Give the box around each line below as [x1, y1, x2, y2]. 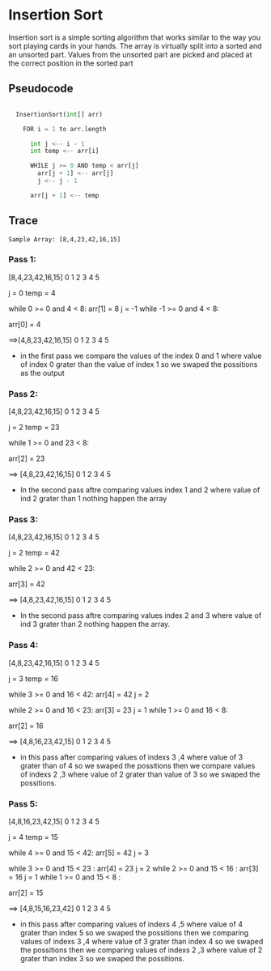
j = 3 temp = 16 [8, 674, 59, 684]
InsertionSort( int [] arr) [15, 110, 104, 118]
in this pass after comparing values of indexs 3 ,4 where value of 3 [19, 752, 243, 762]
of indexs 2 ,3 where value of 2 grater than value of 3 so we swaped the [19, 769, 260, 779]
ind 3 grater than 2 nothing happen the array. [19, 620, 171, 629]
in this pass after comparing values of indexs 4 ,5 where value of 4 [19, 919, 243, 929]
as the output [19, 368, 65, 377]
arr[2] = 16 [8, 721, 44, 730]
